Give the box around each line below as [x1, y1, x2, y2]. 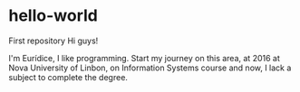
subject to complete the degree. [8, 71, 129, 82]
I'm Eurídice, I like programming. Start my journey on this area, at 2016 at [8, 52, 280, 63]
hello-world [8, 5, 99, 26]
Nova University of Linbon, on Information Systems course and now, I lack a [8, 62, 292, 73]
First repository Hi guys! [8, 35, 99, 46]
